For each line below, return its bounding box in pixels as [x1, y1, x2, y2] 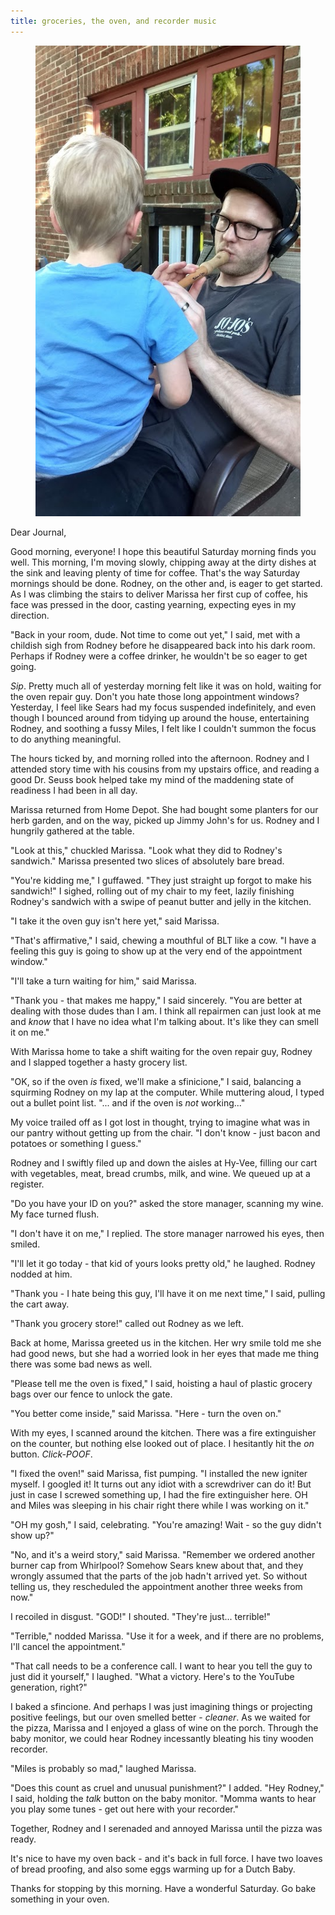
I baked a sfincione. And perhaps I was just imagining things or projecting [10, 1701, 313, 1713]
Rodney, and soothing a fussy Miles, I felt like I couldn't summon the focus [10, 723, 317, 735]
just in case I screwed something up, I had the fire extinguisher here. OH [10, 1489, 308, 1501]
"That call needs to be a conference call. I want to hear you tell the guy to [10, 1660, 313, 1672]
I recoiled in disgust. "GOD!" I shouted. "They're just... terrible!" [10, 1611, 272, 1623]
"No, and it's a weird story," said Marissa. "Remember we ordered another [10, 1549, 316, 1561]
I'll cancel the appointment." [10, 1641, 126, 1653]
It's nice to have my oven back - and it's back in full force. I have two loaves [10, 1853, 323, 1865]
